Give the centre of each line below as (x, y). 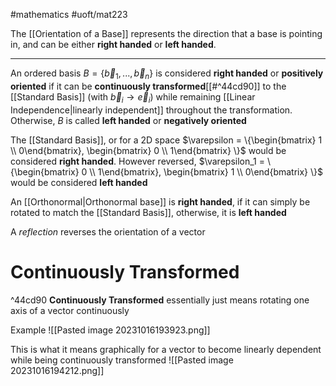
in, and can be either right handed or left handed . (113, 44)
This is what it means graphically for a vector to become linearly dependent (166, 349)
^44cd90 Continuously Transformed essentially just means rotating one (160, 300)
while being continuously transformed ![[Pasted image (122, 360)
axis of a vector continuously (70, 310)
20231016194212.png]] (57, 370)
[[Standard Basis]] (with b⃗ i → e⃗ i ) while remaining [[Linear (133, 97)
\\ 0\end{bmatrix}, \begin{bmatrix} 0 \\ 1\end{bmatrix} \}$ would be (148, 150)
